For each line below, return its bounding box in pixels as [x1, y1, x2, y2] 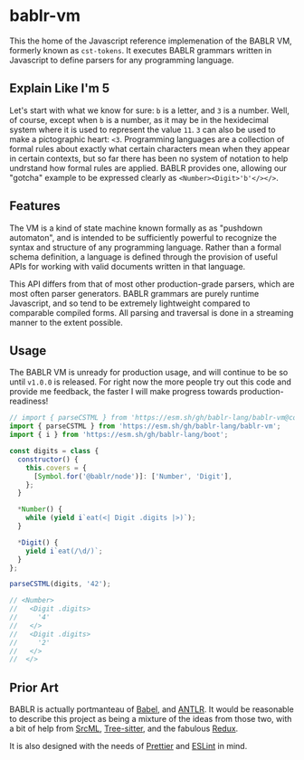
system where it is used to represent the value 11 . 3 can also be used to [9, 124, 276, 135]
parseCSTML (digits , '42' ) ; [9, 580, 111, 589]
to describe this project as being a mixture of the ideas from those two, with [9, 714, 292, 725]
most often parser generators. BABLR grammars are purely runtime [9, 288, 260, 299]
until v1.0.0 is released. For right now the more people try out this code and [9, 376, 291, 387]
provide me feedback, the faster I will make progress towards [9, 386, 238, 397]
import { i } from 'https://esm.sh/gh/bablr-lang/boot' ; [9, 431, 229, 440]
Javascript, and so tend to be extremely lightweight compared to [9, 298, 251, 309]
